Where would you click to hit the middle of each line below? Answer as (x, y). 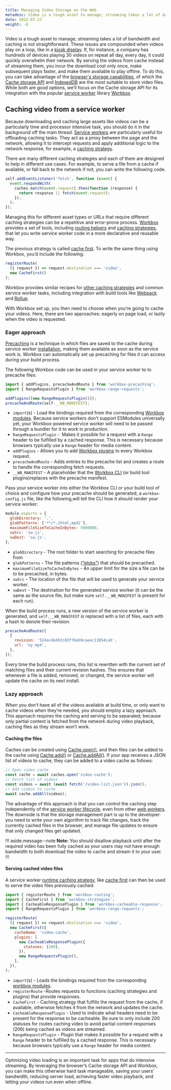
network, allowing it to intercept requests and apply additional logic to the (82, 143)
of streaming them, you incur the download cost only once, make (74, 66)
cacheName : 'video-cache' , (43, 932)
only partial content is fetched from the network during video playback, (80, 722)
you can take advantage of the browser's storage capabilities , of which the (84, 77)
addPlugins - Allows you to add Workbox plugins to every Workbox (82, 451)
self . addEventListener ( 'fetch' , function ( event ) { (61, 179)
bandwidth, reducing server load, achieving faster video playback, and (79, 1076)
